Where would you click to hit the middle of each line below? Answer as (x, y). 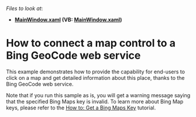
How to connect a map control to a (91, 43)
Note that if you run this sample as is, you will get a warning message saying (98, 95)
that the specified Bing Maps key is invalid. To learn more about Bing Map (95, 101)
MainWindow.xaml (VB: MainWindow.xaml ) (68, 19)
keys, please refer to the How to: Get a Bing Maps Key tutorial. (81, 108)
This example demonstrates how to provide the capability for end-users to (96, 72)
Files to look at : (25, 8)
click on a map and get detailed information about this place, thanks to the (96, 77)
